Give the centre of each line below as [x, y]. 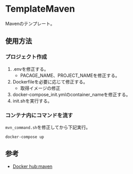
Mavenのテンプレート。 [30, 23]
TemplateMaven [40, 9]
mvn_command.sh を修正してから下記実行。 [48, 127]
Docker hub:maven [32, 166]
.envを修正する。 [30, 69]
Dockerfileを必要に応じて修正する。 [50, 81]
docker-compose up [25, 137]
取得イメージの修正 [40, 88]
